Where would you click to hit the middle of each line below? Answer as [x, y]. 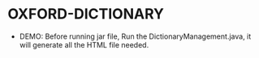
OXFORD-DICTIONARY [86, 14]
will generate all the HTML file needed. [84, 44]
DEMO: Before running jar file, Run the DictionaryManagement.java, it [135, 36]
